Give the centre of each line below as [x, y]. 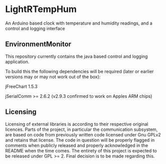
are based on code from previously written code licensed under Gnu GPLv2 [83, 134]
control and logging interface [35, 28]
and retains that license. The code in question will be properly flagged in [80, 140]
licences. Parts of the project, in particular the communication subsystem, [81, 129]
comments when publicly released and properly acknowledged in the [77, 145]
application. [17, 62]
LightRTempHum [41, 9]
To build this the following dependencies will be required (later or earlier [79, 71]
